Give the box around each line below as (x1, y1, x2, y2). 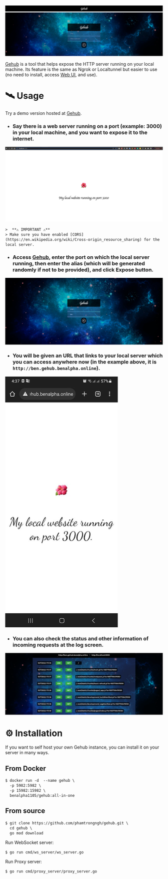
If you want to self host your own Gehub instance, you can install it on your (5, 744, 159, 750)
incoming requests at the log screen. (12, 641, 104, 648)
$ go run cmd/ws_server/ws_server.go (5, 849, 84, 855)
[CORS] (69, 232, 84, 237)
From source (5, 807, 45, 815)
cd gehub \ (9, 825, 32, 830)
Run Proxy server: (5, 858, 42, 864)
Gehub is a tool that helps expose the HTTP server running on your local (5, 61, 154, 67)
